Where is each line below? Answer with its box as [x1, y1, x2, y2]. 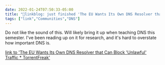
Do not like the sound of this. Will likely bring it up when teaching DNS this [5, 30, 155, 36]
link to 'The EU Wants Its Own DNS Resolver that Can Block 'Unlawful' [5, 49, 147, 55]
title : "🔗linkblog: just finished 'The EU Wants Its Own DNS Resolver [5, 12, 153, 17]
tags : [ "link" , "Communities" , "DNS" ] [5, 16, 80, 21]
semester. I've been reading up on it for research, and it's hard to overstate [5, 35, 157, 41]
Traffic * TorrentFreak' [5, 55, 51, 61]
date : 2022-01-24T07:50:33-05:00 [5, 7, 74, 12]
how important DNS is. [5, 40, 51, 46]
